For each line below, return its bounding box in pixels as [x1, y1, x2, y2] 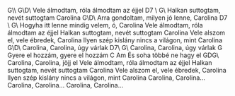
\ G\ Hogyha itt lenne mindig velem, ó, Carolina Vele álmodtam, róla [7, 21, 203, 29]
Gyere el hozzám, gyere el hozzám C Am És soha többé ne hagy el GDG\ [7, 51, 219, 59]
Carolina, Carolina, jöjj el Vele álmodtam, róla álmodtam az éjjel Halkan [7, 59, 212, 66]
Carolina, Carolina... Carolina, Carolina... [7, 81, 124, 89]
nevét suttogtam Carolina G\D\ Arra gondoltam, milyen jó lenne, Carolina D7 [7, 13, 228, 22]
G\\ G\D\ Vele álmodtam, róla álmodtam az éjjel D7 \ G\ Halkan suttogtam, [7, 6, 221, 14]
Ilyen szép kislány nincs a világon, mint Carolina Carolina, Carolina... [7, 73, 205, 82]
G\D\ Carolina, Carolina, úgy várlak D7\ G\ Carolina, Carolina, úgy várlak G [7, 44, 223, 52]
